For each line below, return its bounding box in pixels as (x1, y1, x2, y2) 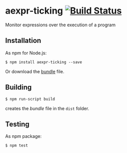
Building (5, 83, 32, 92)
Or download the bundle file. (5, 68, 65, 74)
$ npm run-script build (5, 96, 55, 101)
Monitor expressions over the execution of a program (5, 22, 116, 28)
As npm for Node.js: (5, 49, 47, 56)
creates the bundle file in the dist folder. (5, 105, 90, 111)
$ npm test (5, 143, 28, 148)
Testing (5, 120, 30, 128)
